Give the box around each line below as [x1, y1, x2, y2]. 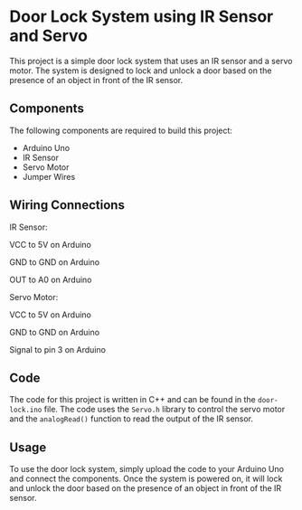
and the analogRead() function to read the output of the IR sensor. [9, 413, 254, 424]
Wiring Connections [9, 197, 125, 213]
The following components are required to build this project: [9, 125, 233, 136]
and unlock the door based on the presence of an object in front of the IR [9, 483, 282, 494]
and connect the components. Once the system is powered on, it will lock [9, 473, 283, 485]
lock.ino [9, 405, 42, 415]
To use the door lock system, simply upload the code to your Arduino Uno [9, 464, 285, 475]
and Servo [9, 25, 89, 46]
